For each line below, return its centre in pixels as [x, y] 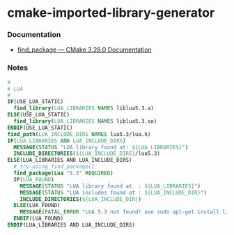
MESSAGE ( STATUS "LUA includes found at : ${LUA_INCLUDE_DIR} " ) [114, 192]
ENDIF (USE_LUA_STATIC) [40, 128]
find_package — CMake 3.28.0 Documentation [84, 50]
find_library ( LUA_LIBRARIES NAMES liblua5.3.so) [85, 121]
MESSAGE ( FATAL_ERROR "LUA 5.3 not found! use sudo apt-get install [119, 212]
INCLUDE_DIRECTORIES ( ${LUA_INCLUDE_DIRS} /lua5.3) [87, 154]
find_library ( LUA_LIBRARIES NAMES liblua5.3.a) [84, 108]
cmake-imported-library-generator [111, 13]
